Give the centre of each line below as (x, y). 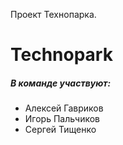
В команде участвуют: (61, 83)
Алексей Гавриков (64, 108)
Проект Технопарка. (53, 14)
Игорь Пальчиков (62, 119)
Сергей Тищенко (60, 130)
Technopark (61, 55)
